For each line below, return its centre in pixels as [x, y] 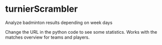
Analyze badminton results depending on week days [59, 22]
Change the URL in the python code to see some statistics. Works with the [81, 32]
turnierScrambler [41, 9]
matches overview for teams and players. [47, 37]
